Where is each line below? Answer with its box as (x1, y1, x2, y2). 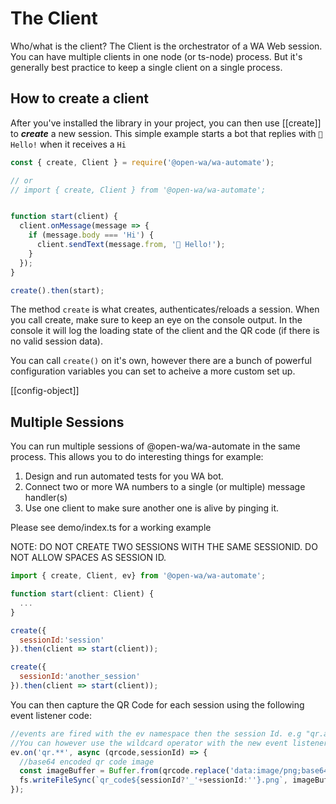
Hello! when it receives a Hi (10, 138, 127, 150)
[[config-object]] (10, 385, 80, 397)
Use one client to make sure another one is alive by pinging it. (24, 502, 280, 514)
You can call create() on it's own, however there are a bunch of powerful (10, 355, 312, 367)
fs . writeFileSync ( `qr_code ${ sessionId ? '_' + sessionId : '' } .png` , (19, 775, 289, 786)
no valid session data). (10, 335, 103, 347)
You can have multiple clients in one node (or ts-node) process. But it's (10, 50, 303, 62)
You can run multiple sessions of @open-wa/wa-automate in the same (10, 440, 301, 452)
